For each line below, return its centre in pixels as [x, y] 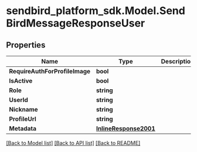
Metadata [23, 129]
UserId [18, 100]
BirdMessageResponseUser [76, 23]
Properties [26, 45]
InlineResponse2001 [125, 129]
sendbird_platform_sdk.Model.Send [96, 11]
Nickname [23, 109]
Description [178, 61]
